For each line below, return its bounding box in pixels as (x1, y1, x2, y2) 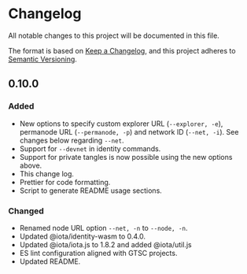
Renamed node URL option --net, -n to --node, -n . (19, 223, 188, 232)
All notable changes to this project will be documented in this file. (8, 31, 220, 40)
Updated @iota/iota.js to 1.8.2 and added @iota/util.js (19, 239, 192, 249)
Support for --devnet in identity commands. (19, 143, 161, 154)
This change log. (19, 168, 75, 178)
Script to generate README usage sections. (19, 186, 163, 195)
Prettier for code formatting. (19, 177, 111, 187)
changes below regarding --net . (19, 135, 124, 145)
